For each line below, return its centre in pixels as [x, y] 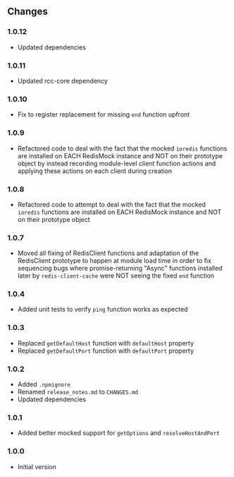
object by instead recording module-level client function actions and [117, 163]
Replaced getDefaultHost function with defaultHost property [106, 343]
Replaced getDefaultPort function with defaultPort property [106, 351]
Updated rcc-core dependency [62, 81]
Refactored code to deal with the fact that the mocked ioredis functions [122, 148]
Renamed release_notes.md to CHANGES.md [78, 392]
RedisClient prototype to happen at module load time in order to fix [114, 261]
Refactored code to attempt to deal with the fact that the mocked [112, 204]
